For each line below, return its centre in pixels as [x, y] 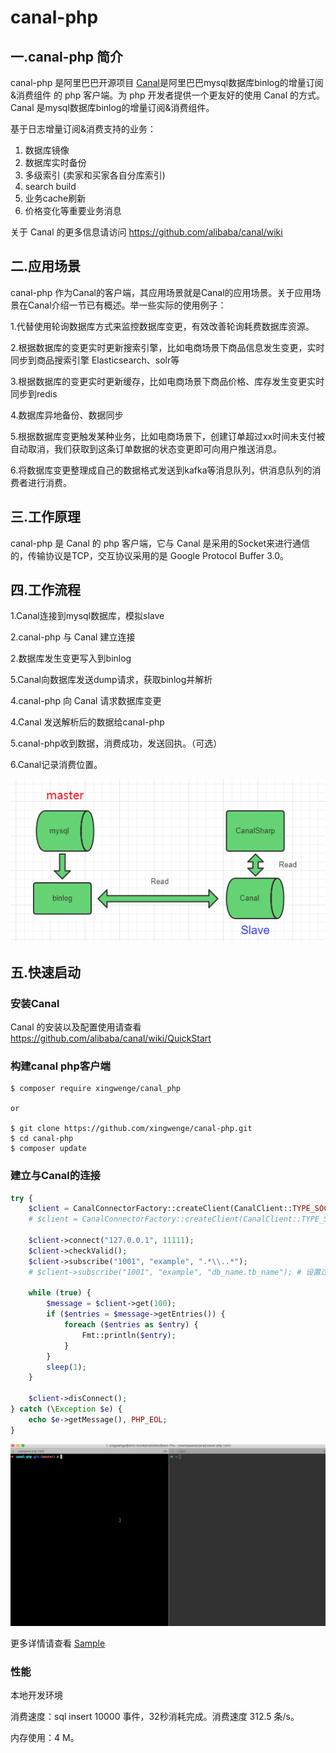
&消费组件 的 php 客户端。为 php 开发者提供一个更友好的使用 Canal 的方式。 [168, 95]
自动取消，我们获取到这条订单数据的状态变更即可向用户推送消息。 [146, 448]
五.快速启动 [46, 972]
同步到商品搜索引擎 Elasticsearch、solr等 [95, 360]
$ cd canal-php [42, 1139]
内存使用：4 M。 [45, 1738]
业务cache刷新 [55, 198]
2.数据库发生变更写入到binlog [71, 658]
